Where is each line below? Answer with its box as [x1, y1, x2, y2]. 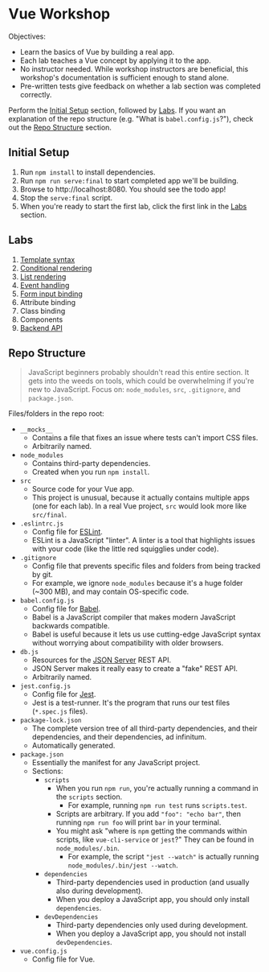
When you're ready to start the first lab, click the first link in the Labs [19, 201, 247, 211]
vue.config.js [19, 947, 67, 956]
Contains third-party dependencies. [31, 459, 151, 468]
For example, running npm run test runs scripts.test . [67, 801, 247, 810]
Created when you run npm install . [31, 467, 150, 477]
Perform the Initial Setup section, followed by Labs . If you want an [8, 105, 226, 115]
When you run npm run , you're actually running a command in [55, 784, 259, 793]
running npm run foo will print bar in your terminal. [55, 818, 222, 827]
